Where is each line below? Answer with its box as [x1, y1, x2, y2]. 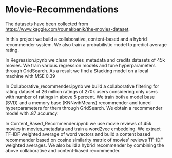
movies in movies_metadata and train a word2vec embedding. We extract [5, 126, 161, 132]
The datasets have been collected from [5, 21, 88, 27]
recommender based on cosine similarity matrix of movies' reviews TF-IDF [5, 136, 163, 143]
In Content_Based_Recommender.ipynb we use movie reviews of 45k [5, 120, 152, 126]
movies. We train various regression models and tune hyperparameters [5, 62, 156, 68]
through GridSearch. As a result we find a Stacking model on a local [5, 68, 149, 74]
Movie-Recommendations [5, 4, 119, 15]
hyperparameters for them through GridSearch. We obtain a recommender [5, 105, 163, 111]
